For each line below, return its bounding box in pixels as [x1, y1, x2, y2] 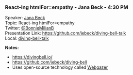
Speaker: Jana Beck [5, 15, 45, 21]
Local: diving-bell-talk [5, 35, 49, 41]
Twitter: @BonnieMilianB [5, 25, 54, 31]
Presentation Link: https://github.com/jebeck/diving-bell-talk [5, 30, 126, 36]
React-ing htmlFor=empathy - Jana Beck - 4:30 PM [5, 4, 129, 11]
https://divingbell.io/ [12, 54, 52, 60]
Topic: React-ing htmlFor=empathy [5, 20, 75, 26]
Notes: [5, 45, 19, 51]
